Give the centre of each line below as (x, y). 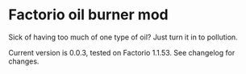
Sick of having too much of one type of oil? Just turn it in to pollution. (123, 37)
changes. (24, 61)
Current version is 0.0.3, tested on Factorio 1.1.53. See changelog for (122, 52)
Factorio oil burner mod (88, 15)
